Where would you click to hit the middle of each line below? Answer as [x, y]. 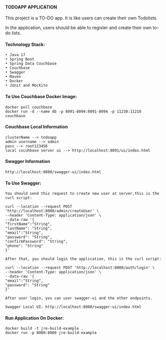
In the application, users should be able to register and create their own [79, 28]
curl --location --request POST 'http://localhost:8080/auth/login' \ [80, 268]
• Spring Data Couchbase [31, 64]
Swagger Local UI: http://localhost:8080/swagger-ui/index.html [73, 307]
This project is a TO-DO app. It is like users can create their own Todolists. [82, 18]
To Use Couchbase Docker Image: [41, 96]
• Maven [13, 77]
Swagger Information [28, 162]
